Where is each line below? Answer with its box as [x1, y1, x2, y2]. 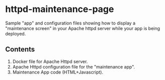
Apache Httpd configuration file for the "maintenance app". [12, 63, 135, 69]
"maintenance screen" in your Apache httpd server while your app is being [5, 25, 160, 31]
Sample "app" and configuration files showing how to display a [5, 20, 136, 26]
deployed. [5, 30, 26, 36]
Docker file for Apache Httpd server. [12, 58, 88, 64]
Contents [5, 45, 35, 53]
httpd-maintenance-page [5, 3, 114, 15]
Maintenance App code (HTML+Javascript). [12, 69, 104, 75]
